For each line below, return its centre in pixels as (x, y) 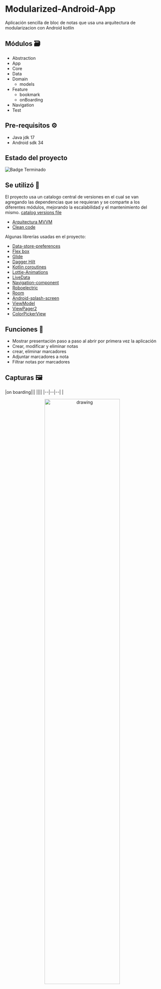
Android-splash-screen (36, 298)
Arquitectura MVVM (32, 222)
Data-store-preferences (36, 246)
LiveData (21, 277)
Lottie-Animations (30, 272)
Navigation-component (35, 283)
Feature (20, 89)
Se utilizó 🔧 (23, 185)
